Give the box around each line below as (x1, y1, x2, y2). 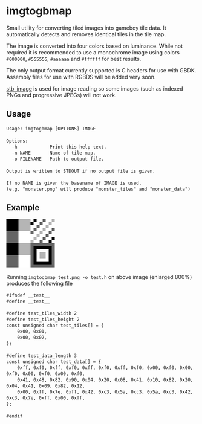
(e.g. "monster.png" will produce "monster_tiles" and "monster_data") (6, 186, 191, 192)
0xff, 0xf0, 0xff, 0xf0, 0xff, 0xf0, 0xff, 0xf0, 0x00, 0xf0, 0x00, (17, 364, 194, 371)
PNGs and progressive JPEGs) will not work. (6, 91, 117, 98)
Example (6, 202, 40, 213)
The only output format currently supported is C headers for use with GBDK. (6, 66, 197, 74)
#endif (6, 413, 23, 419)
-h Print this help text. (11, 144, 107, 150)
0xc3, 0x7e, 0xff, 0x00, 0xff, (6, 394, 85, 401)
